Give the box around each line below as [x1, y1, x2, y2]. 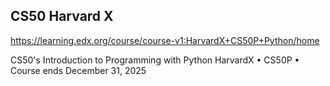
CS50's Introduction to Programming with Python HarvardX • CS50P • [10, 54, 300, 66]
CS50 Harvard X [10, 8, 114, 25]
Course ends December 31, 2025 [10, 64, 147, 76]
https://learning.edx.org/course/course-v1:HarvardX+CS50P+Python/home [10, 34, 320, 46]
